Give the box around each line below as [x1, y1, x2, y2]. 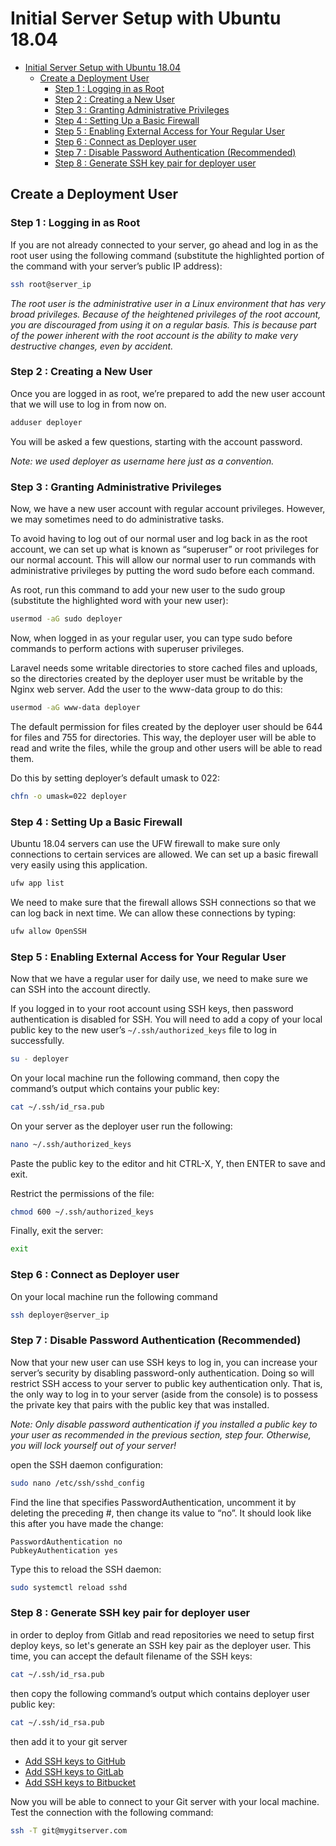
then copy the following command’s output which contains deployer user [10, 1687, 310, 1699]
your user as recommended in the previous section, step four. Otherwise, [10, 1428, 312, 1441]
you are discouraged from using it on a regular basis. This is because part [10, 318, 317, 331]
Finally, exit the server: [10, 1225, 104, 1237]
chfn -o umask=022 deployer [10, 791, 128, 801]
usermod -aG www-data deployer [10, 702, 141, 712]
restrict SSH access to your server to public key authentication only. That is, [10, 1377, 323, 1389]
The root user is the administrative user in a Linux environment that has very [10, 297, 326, 309]
